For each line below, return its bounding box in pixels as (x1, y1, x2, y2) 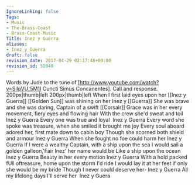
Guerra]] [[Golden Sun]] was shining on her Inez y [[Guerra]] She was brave (6, 98, 189, 105)
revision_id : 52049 (6, 63, 54, 69)
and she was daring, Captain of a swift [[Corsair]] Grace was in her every (6, 104, 183, 111)
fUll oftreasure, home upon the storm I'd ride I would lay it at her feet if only (6, 160, 188, 167)
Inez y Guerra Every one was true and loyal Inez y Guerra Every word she (6, 117, 184, 124)
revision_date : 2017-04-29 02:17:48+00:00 (6, 57, 111, 63)
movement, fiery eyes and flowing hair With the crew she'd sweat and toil (6, 110, 183, 117)
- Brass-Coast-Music (6, 30, 57, 36)
